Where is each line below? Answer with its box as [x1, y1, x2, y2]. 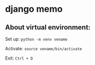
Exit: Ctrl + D [5, 55, 33, 61]
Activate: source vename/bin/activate [5, 46, 83, 51]
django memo [5, 3, 63, 15]
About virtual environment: [5, 23, 91, 32]
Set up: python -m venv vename [5, 36, 68, 42]
